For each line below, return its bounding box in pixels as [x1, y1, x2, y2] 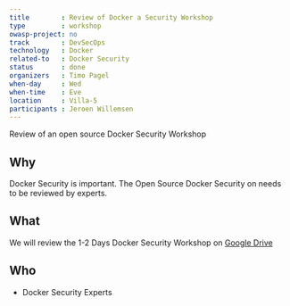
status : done [9, 63, 87, 72]
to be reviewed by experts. [9, 188, 108, 199]
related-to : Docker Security [9, 54, 129, 63]
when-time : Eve [9, 87, 82, 96]
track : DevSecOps [9, 37, 105, 47]
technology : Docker [9, 46, 94, 55]
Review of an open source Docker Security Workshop [9, 128, 207, 139]
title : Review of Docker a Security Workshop [9, 12, 214, 22]
